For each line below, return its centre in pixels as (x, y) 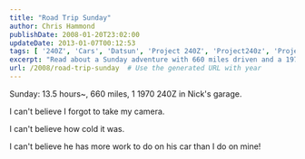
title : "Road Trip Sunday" (60, 18)
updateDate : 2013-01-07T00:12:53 (73, 43)
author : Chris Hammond (52, 26)
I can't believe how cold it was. (67, 128)
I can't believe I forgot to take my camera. (87, 111)
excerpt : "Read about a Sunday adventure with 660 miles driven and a (146, 60)
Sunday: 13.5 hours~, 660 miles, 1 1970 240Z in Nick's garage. (126, 94)
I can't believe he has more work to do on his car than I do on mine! (135, 146)
